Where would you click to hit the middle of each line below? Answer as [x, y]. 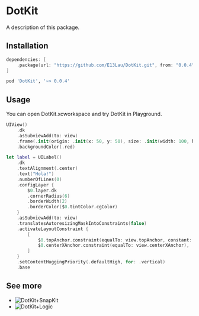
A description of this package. [43, 27]
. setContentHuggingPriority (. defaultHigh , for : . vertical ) [91, 262]
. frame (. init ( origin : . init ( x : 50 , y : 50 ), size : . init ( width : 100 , [103, 141]
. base [24, 267]
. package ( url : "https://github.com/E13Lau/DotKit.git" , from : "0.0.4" [106, 65]
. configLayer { [36, 185]
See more [24, 286]
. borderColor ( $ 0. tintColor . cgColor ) [73, 207]
